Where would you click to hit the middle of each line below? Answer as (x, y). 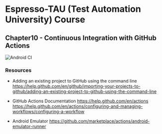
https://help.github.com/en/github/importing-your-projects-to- (76, 86)
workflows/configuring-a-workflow (48, 112)
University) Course (45, 20)
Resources (18, 70)
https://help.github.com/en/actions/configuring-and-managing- (78, 106)
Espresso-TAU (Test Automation (73, 9)
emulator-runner (29, 127)
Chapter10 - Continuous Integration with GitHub (81, 38)
